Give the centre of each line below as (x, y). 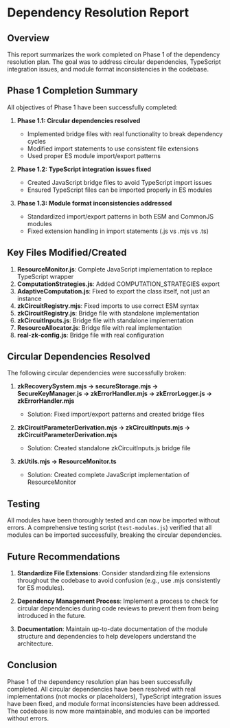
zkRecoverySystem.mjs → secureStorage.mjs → (88, 386)
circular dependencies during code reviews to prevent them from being (118, 608)
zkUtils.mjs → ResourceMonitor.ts (67, 461)
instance (29, 298)
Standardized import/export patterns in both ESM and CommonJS (120, 216)
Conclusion (32, 665)
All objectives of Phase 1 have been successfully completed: (93, 107)
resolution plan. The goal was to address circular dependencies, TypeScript (114, 62)
